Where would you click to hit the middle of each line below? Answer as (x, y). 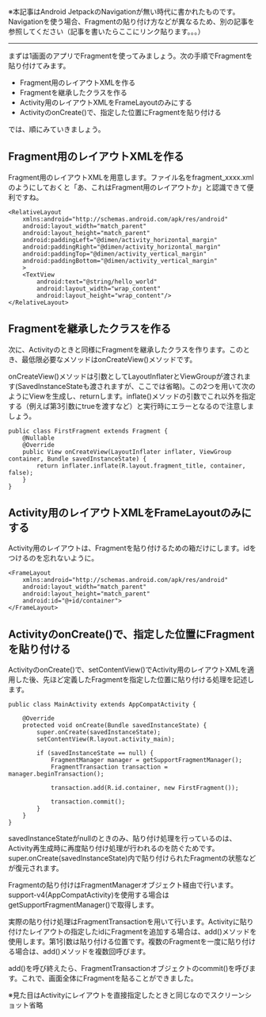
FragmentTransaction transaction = (109, 767)
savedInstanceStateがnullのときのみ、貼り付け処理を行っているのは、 (122, 838)
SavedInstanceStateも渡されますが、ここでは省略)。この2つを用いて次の (137, 386)
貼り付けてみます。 (39, 65)
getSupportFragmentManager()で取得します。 (83, 905)
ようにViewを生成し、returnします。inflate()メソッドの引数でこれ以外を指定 (132, 396)
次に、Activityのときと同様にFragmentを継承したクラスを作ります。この (126, 349)
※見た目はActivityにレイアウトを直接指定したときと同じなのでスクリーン (127, 996)
